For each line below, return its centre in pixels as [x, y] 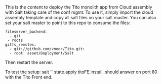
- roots [15, 40]
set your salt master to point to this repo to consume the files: [68, 23]
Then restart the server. [29, 62]
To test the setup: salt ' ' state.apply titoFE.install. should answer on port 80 [81, 72]
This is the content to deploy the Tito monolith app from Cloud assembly [79, 7]
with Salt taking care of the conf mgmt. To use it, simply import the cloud [79, 12]
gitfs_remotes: [21, 45]
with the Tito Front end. [29, 77]
